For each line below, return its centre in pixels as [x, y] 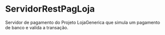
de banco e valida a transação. [37, 27]
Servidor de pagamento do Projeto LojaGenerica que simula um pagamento [83, 22]
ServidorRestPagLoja [50, 9]
